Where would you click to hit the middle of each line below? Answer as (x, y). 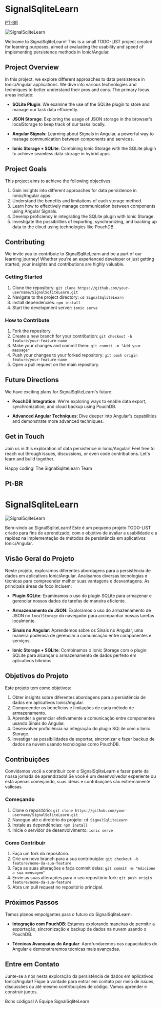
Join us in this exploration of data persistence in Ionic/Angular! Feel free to (80, 448)
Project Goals (26, 169)
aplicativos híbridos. (32, 660)
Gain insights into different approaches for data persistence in (74, 190)
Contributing (25, 242)
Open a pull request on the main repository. (56, 364)
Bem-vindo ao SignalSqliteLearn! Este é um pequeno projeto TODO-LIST (78, 528)
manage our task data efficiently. (45, 109)
